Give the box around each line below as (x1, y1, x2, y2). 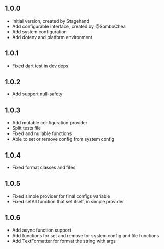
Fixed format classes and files (12, 164, 76, 171)
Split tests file (12, 125, 41, 131)
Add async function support (12, 227, 72, 233)
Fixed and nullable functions (12, 130, 72, 137)
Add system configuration (12, 28, 67, 35)
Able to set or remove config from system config (12, 136, 115, 142)
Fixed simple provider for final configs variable (12, 193, 110, 199)
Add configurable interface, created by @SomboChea (12, 23, 126, 29)
